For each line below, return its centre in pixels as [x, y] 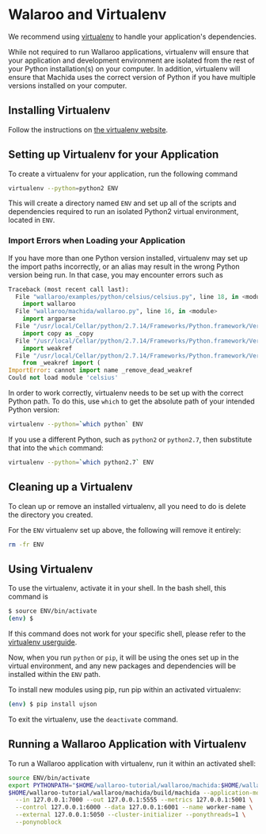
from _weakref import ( [62, 363]
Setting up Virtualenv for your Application [114, 155]
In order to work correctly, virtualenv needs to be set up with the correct [126, 393]
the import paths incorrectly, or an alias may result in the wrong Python [124, 266]
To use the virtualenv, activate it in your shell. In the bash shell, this [118, 588]
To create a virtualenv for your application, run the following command [123, 174]
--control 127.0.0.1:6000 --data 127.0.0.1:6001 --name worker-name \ [134, 807]
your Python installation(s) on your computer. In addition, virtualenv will [124, 68]
